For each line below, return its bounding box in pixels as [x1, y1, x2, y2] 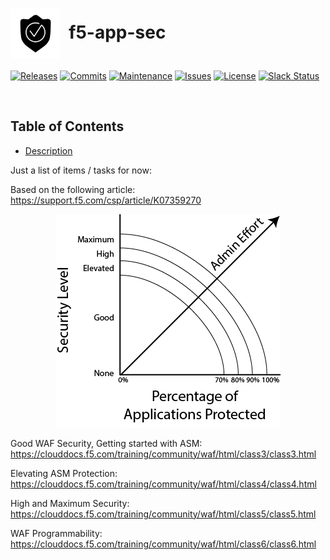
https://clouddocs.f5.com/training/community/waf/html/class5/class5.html [10, 508, 317, 520]
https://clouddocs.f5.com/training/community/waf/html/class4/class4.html [10, 478, 317, 490]
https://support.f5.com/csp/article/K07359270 [10, 194, 202, 206]
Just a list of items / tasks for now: [10, 164, 152, 176]
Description [24, 144, 73, 157]
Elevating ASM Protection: [10, 467, 118, 479]
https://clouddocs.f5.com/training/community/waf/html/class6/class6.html [10, 538, 317, 550]
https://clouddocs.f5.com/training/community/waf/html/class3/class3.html [10, 448, 317, 460]
